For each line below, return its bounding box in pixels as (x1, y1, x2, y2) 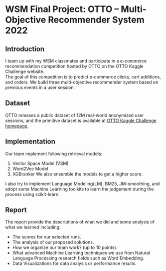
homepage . (5, 122, 29, 128)
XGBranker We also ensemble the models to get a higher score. (12, 171, 143, 177)
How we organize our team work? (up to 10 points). (12, 244, 118, 250)
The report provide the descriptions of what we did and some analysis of (5, 219, 155, 225)
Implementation (5, 137, 56, 146)
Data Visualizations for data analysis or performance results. (12, 260, 137, 266)
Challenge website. (5, 68, 45, 74)
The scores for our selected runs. (12, 234, 81, 240)
